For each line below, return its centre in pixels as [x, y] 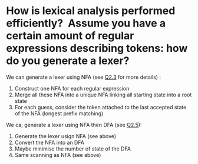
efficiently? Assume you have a [86, 23]
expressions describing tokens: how [97, 48]
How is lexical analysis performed [91, 11]
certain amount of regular [70, 36]
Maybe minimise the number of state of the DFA [73, 149]
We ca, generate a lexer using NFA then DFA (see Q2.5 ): [74, 125]
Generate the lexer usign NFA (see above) [65, 136]
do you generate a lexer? [68, 61]
